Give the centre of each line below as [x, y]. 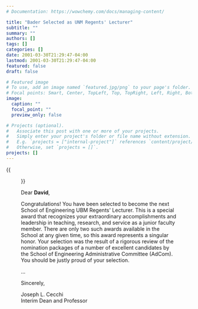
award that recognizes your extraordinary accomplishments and [99, 216]
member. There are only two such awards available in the [90, 229]
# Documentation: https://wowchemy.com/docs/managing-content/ [85, 11]
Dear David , [35, 192]
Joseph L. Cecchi [42, 294]
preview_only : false [37, 115]
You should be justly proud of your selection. [75, 260]
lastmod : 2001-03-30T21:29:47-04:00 [51, 60]
